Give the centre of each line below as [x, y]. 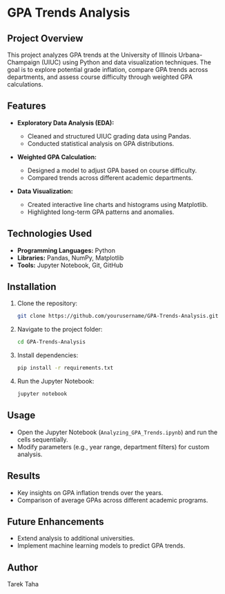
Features [27, 106]
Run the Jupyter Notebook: [56, 381]
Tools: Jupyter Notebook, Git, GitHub [70, 265]
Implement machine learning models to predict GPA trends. [101, 546]
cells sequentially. [42, 439]
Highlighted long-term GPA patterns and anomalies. [101, 212]
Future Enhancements [56, 522]
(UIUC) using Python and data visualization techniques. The [126, 62]
